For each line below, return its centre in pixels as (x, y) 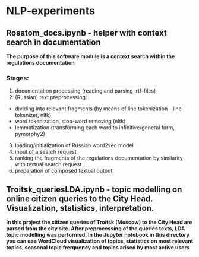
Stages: (18, 78)
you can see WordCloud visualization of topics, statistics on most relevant (100, 241)
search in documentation (53, 42)
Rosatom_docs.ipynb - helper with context (87, 33)
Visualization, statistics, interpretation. (80, 208)
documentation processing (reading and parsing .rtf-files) (85, 91)
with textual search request (48, 164)
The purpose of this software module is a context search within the (91, 56)
